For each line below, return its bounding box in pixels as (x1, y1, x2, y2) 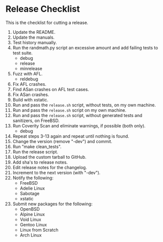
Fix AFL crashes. (12, 81, 47, 87)
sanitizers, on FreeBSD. (12, 118, 60, 123)
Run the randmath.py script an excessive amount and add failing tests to (12, 45, 158, 50)
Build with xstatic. (12, 97, 48, 102)
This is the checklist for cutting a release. (5, 20, 88, 25)
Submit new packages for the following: (12, 201, 93, 207)
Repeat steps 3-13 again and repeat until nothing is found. (12, 133, 129, 139)
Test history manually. (12, 39, 57, 45)
